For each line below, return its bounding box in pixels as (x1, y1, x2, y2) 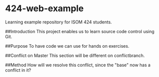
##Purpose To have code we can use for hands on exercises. (5, 43, 129, 49)
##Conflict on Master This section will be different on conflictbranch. (5, 52, 145, 58)
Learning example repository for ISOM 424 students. (5, 19, 112, 25)
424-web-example (5, 3, 84, 14)
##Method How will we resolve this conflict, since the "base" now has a (5, 62, 151, 68)
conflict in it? (5, 67, 31, 73)
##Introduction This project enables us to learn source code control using (5, 28, 155, 34)
